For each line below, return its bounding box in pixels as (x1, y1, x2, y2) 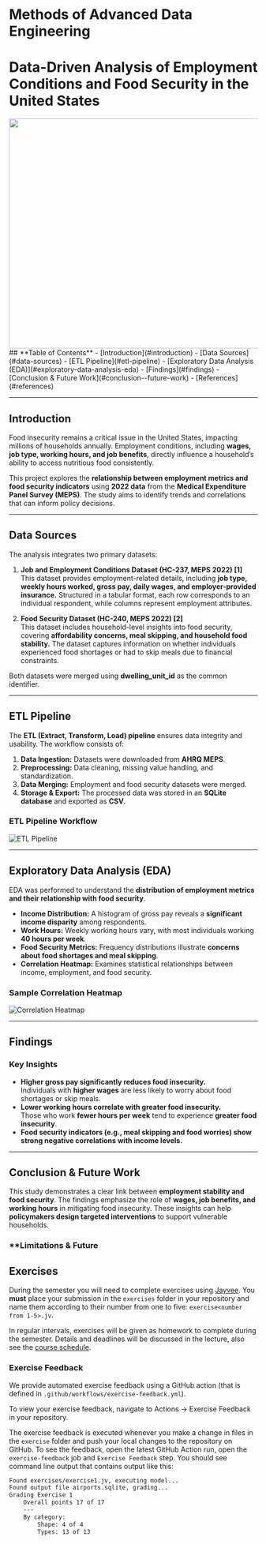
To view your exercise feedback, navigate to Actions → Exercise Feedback (9, 1403, 252, 1414)
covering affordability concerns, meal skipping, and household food (20, 630, 248, 640)
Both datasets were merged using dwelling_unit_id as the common (9, 671, 227, 680)
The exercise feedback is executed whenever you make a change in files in (9, 1427, 253, 1437)
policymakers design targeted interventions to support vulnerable (9, 1212, 228, 1221)
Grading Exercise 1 (9, 1491, 73, 1499)
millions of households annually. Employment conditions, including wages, (9, 440, 252, 451)
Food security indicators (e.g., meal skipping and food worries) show (20, 1127, 252, 1137)
